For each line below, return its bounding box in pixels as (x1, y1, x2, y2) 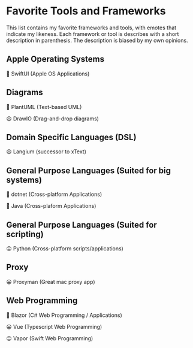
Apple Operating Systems (6, 54, 105, 64)
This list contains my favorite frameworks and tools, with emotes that (6, 24, 177, 31)
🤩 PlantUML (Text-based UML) (6, 103, 82, 110)
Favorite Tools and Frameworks (6, 4, 166, 18)
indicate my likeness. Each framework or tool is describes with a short (6, 30, 179, 37)
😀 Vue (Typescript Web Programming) (6, 323, 102, 330)
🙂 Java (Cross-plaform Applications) (6, 202, 96, 210)
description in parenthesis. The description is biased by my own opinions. (6, 37, 188, 44)
